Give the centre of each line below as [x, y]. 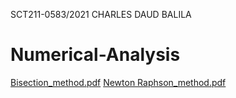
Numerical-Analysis [95, 55]
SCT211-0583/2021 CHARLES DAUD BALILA [101, 14]
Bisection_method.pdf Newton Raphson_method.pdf [118, 82]
